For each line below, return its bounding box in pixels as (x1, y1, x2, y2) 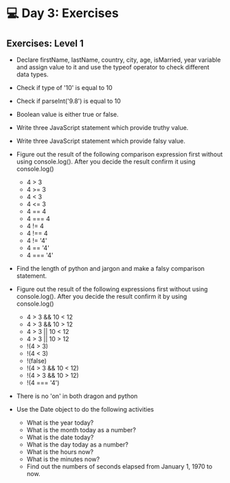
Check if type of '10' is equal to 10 (16, 84, 113, 91)
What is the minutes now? (26, 455, 100, 463)
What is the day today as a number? (26, 440, 128, 449)
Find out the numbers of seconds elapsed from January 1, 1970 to (26, 462, 213, 471)
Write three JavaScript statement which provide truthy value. (16, 124, 189, 131)
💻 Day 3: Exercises (6, 5, 119, 21)
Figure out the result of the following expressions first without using (16, 285, 208, 293)
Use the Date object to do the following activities (16, 405, 154, 413)
